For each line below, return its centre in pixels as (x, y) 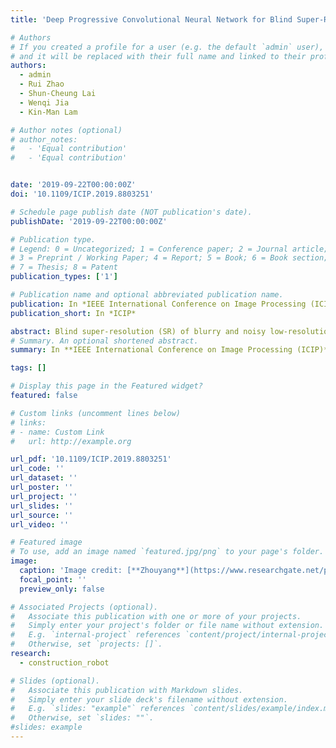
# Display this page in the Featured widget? (106, 386)
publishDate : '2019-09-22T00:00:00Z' (89, 221)
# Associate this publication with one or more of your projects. (156, 616)
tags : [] (28, 368)
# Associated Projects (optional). (84, 607)
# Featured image (46, 542)
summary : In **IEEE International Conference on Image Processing (151, 350)
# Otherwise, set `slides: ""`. (82, 718)
